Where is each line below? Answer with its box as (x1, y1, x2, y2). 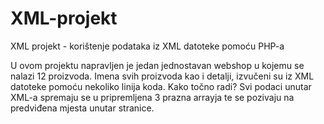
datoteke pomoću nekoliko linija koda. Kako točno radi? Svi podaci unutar (10, 80, 312, 92)
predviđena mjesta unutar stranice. (10, 102, 155, 114)
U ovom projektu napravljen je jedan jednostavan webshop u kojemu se (10, 59, 305, 71)
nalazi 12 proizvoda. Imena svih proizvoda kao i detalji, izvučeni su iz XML (10, 70, 315, 82)
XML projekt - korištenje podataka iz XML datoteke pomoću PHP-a (10, 40, 285, 52)
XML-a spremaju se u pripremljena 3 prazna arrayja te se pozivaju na (10, 91, 295, 103)
